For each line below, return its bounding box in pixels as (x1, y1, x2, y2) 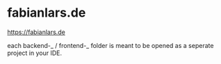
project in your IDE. (7, 49, 63, 57)
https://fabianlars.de (7, 28, 66, 36)
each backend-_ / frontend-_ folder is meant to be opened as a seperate (7, 41, 214, 49)
